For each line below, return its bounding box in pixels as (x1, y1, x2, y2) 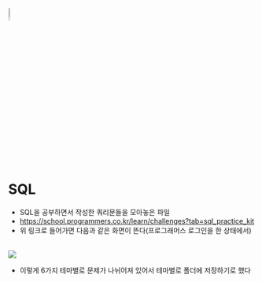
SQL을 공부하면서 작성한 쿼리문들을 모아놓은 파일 (19, 207, 171, 217)
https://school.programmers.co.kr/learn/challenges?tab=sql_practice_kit (19, 216, 255, 225)
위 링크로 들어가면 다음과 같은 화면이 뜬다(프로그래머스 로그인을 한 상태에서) (19, 225, 252, 235)
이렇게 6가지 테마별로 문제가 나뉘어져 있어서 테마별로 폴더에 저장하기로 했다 (19, 265, 251, 275)
